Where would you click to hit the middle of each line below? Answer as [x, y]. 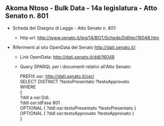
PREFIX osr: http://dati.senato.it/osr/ [57, 76]
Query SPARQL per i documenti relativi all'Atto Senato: [75, 66]
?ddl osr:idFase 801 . [41, 103]
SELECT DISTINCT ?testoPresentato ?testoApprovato [75, 81]
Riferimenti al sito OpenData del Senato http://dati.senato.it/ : [74, 47]
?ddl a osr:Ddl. [35, 97]
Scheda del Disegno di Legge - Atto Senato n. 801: [64, 28]
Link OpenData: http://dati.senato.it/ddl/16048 [67, 57]
